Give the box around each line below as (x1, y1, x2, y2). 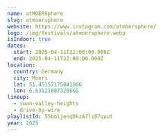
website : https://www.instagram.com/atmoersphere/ (7, 23, 157, 30)
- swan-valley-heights (13, 100, 79, 107)
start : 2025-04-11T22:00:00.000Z (13, 49, 110, 56)
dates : (7, 42, 26, 49)
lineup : (7, 94, 30, 101)
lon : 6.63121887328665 (13, 87, 79, 94)
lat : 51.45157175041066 (13, 81, 82, 88)
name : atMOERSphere (7, 10, 64, 17)
